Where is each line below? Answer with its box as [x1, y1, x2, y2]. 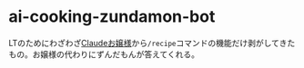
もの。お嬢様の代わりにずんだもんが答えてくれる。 [8, 48, 200, 60]
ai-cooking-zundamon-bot [8, 6, 216, 27]
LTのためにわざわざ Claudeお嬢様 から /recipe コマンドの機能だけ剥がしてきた [8, 37, 296, 48]
